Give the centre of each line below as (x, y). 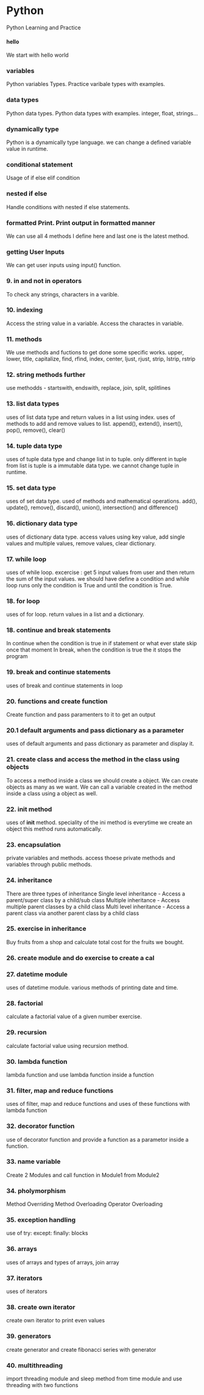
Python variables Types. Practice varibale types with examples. (86, 84)
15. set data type (31, 487)
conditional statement (40, 164)
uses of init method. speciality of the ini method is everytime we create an (100, 822)
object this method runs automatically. (54, 829)
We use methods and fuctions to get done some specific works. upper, (95, 353)
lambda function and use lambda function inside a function (80, 1075)
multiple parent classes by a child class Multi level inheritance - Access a (98, 906)
